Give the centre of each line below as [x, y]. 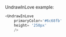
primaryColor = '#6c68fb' [38, 21]
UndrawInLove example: [30, 7]
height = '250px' [31, 25]
